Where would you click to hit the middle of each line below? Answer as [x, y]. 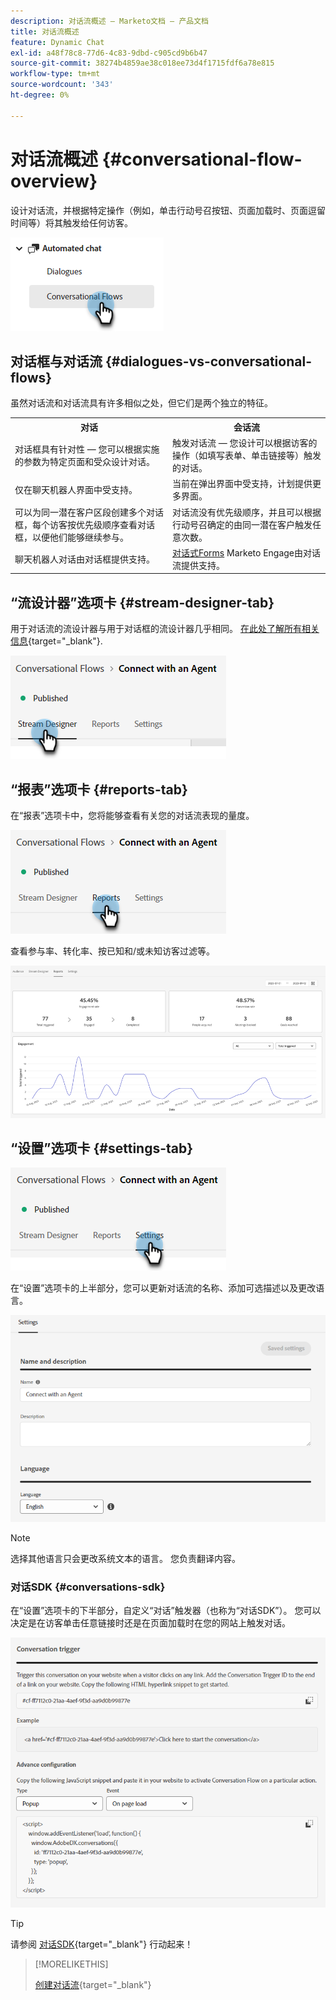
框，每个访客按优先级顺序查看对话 [84, 524]
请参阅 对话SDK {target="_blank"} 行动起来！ [102, 1944]
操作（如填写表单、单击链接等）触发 [247, 456]
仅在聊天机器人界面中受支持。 [76, 490]
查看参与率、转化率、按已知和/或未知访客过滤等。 [113, 951]
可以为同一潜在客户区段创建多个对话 [89, 512]
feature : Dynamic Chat [57, 42]
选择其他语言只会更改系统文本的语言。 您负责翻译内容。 [125, 1558]
